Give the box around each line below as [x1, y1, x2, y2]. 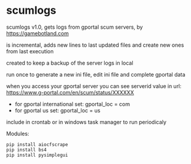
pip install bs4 [6, 147, 47, 153]
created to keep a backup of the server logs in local [6, 59, 134, 66]
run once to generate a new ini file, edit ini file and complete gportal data [6, 71, 186, 78]
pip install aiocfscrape [6, 141, 68, 147]
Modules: [6, 130, 29, 137]
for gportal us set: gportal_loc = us [14, 107, 101, 114]
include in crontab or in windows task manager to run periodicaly [6, 118, 166, 126]
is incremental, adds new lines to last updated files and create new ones [6, 41, 184, 48]
